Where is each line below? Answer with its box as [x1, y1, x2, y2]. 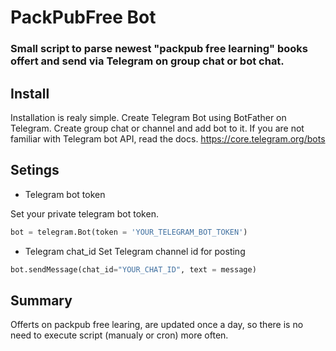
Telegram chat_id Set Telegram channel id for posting [24, 245, 246, 257]
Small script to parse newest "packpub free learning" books [10, 42, 308, 56]
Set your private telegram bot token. [10, 207, 159, 220]
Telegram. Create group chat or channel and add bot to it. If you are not [10, 122, 305, 134]
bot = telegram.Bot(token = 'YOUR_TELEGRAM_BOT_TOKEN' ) [10, 227, 248, 237]
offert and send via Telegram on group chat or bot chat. [10, 54, 285, 68]
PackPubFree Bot [10, 6, 157, 29]
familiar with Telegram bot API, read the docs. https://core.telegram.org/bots [10, 132, 326, 145]
